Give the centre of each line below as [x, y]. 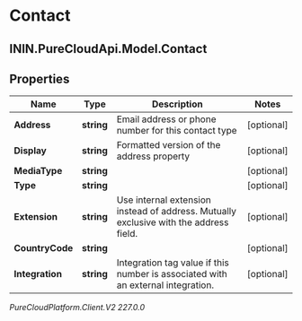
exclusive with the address [173, 222]
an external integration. [165, 285]
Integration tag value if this [173, 263]
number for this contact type [177, 131]
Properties [40, 78]
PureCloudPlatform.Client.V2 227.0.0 [77, 308]
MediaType [38, 171]
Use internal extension [164, 200]
